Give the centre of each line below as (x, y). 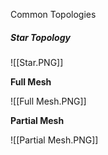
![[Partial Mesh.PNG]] (54, 140)
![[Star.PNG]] (37, 62)
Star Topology (40, 37)
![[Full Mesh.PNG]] (48, 101)
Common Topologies (53, 14)
